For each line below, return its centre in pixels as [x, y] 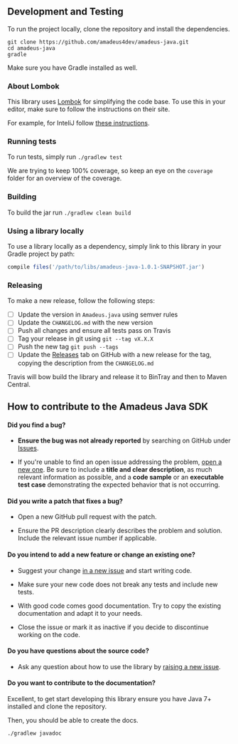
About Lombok [33, 86]
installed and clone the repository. [57, 706]
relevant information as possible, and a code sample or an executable [120, 477]
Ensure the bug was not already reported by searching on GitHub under [124, 440]
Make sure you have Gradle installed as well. [72, 68]
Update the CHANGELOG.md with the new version [85, 323]
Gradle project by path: [41, 254]
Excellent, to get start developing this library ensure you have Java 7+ [109, 698]
